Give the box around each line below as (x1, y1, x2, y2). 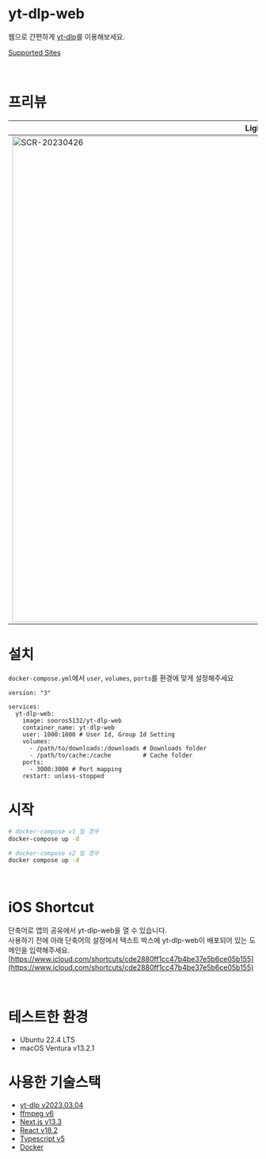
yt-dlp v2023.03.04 (19, 1100, 84, 1110)
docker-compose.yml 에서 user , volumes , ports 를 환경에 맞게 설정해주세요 (8, 673, 234, 682)
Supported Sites (8, 47, 61, 57)
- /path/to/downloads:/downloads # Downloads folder (28, 744, 207, 752)
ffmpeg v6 (19, 1109, 54, 1119)
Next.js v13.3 (19, 1117, 62, 1127)
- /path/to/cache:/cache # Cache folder (28, 751, 193, 759)
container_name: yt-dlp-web (22, 724, 115, 731)
